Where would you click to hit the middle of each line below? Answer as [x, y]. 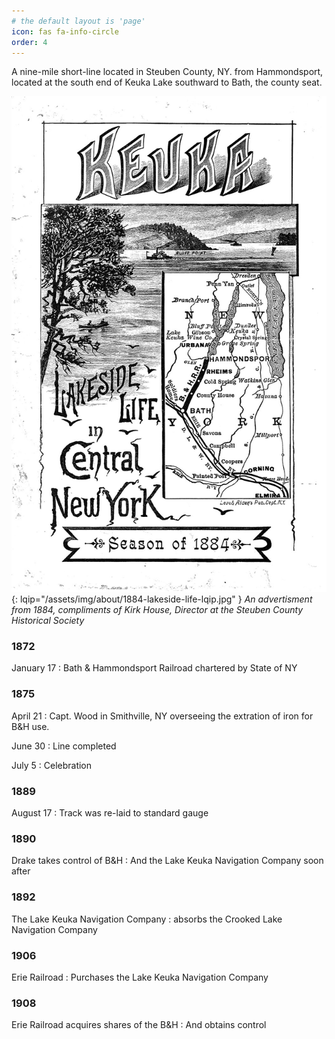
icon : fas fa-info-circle [65, 31]
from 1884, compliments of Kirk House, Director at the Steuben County [157, 610]
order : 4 [29, 42]
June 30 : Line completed [64, 746]
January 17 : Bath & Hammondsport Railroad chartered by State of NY [154, 668]
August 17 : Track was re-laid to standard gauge [110, 813]
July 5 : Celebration [52, 765]
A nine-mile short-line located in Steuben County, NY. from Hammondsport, [167, 72]
